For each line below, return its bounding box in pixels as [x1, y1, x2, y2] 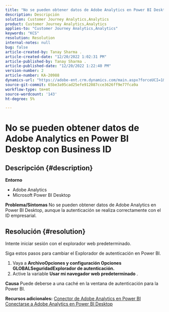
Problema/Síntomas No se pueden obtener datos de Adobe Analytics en [5, 202, 156, 208]
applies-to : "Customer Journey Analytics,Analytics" [5, 26, 118, 31]
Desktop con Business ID [5, 144, 112, 155]
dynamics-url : [5, 77, 35, 83]
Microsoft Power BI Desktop [12, 192, 71, 198]
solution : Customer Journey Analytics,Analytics [5, 17, 109, 22]
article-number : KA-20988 [5, 73, 59, 78]
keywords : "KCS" [5, 31, 39, 36]
